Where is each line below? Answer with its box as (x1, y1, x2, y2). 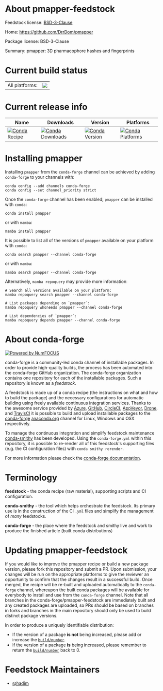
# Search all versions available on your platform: (5, 288, 112, 293)
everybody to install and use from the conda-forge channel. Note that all (5, 592, 148, 598)
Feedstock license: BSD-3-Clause (5, 19, 73, 25)
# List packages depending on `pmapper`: (5, 300, 90, 305)
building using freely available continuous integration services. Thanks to (5, 400, 151, 406)
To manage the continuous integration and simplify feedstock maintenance (5, 430, 155, 436)
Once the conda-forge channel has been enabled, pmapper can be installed (5, 196, 153, 202)
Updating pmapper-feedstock (5, 544, 128, 556)
